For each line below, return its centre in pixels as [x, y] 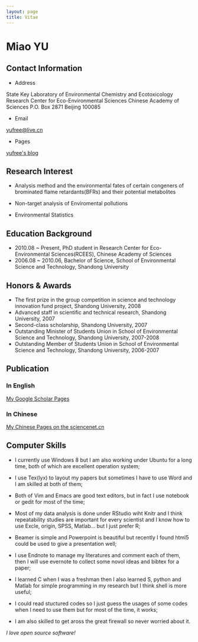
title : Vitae [22, 17]
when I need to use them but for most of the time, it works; [86, 609]
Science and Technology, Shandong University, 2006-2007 [87, 350]
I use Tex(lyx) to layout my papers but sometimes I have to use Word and [103, 478]
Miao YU [27, 47]
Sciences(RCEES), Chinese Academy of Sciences [111, 254]
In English [21, 386]
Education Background [49, 233]
